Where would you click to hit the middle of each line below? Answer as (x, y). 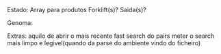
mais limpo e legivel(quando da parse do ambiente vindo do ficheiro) (104, 43)
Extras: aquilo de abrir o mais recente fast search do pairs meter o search (111, 36)
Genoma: (20, 23)
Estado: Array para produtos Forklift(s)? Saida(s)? (77, 10)
